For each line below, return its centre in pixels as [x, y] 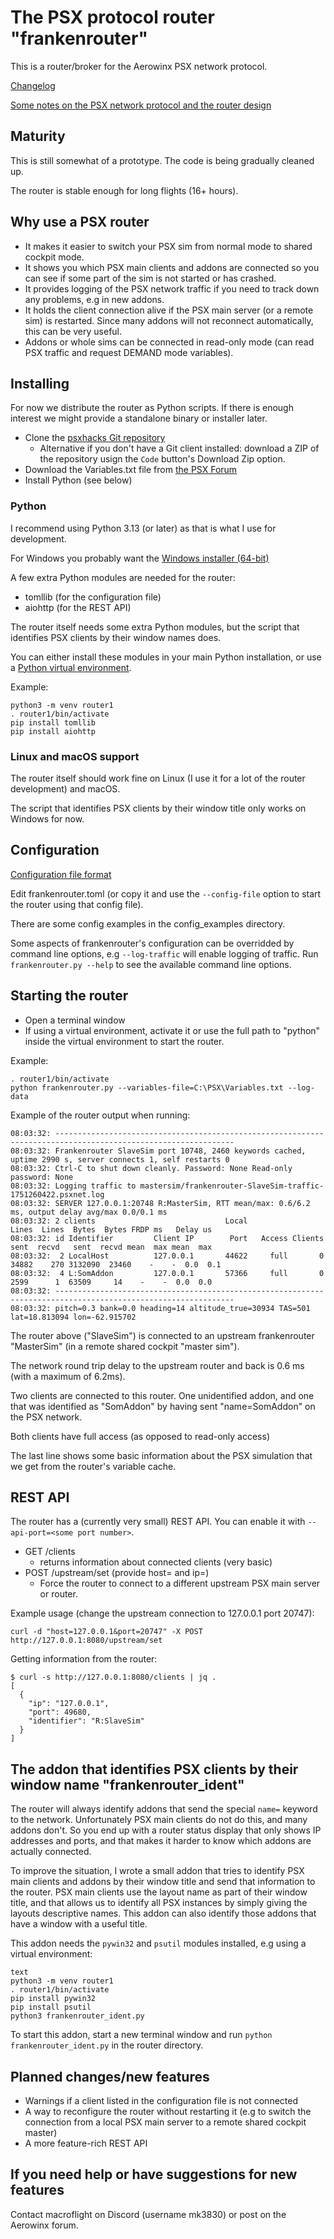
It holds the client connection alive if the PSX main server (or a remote [169, 310]
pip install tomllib [53, 722]
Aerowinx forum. [44, 2225]
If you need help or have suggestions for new [154, 2174]
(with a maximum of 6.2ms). [68, 1376]
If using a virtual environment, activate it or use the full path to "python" [172, 1030]
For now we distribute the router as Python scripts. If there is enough [152, 408]
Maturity [38, 136]
